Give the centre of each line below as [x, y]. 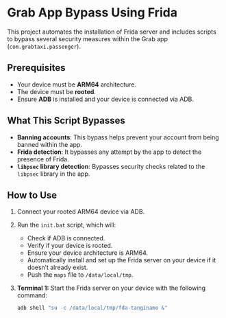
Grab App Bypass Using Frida [92, 13]
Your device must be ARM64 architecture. [77, 84]
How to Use [32, 195]
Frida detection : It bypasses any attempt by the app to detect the [109, 152]
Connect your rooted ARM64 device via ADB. [81, 212]
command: [32, 295]
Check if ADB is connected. [66, 238]
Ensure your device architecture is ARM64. [88, 253]
